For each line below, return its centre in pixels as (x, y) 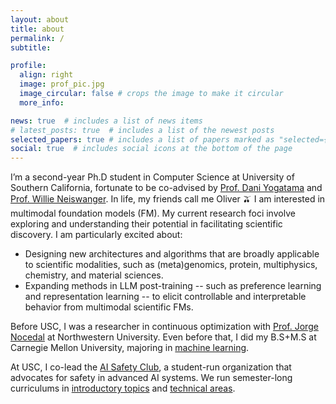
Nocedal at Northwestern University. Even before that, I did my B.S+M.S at (163, 337)
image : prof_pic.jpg (62, 84)
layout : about (40, 19)
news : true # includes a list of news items (106, 121)
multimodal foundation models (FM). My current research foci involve (153, 213)
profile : (28, 66)
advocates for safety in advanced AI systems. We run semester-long (151, 378)
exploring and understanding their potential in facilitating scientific (146, 224)
